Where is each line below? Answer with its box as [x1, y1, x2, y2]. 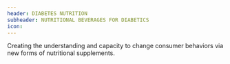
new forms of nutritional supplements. [7, 49, 116, 57]
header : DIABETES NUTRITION [7, 10, 88, 17]
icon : [7, 23, 23, 30]
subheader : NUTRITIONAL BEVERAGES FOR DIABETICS [7, 17, 149, 23]
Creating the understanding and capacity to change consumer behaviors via [7, 42, 224, 50]
